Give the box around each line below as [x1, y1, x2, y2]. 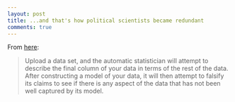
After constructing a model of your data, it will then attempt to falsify [24, 72, 224, 80]
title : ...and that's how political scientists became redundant [7, 17, 204, 24]
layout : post [7, 10, 46, 18]
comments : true [7, 23, 52, 30]
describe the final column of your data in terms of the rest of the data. [24, 64, 229, 73]
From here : [7, 43, 40, 52]
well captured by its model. [24, 86, 104, 96]
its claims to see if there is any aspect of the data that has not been [24, 79, 221, 88]
